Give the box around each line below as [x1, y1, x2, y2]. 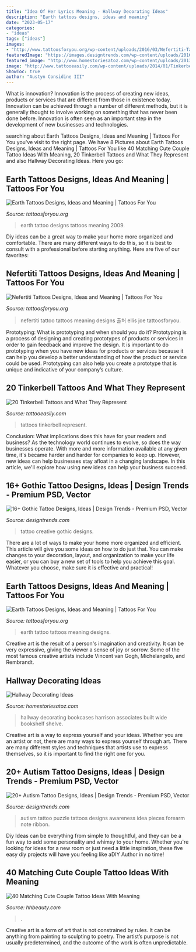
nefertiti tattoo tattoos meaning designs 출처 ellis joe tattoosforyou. [20, 317, 181, 324]
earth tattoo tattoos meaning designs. [20, 629, 111, 636]
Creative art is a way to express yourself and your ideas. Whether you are [6, 732, 183, 738]
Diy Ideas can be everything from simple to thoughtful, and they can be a [6, 832, 182, 839]
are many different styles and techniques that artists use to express [6, 744, 168, 750]
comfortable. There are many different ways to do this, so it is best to [6, 239, 172, 246]
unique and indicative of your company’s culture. [6, 366, 124, 373]
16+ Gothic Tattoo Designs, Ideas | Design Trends [6, 480, 189, 490]
